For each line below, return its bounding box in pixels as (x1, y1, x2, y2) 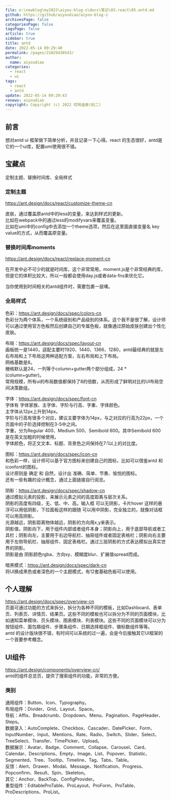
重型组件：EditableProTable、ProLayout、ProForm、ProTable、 (5, 782, 138, 788)
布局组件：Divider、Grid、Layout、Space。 (5, 706, 97, 712)
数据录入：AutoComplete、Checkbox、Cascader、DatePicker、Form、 (5, 725, 155, 731)
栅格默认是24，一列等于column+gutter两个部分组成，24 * (5, 365, 127, 371)
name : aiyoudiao (10, 60, 44, 65)
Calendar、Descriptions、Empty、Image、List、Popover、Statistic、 (5, 751, 150, 757)
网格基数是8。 (5, 359, 35, 365)
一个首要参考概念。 (5, 636, 46, 643)
